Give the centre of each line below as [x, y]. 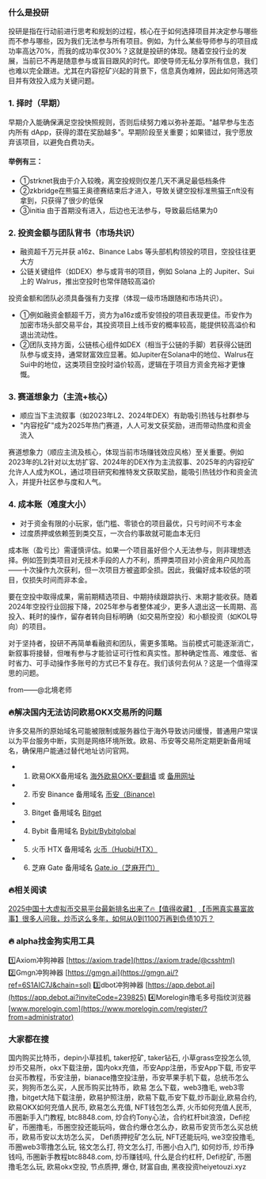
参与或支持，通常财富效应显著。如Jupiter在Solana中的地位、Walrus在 [140, 355]
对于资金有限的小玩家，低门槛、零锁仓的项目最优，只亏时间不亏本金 [131, 523]
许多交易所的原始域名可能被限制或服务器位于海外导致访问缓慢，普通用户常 [129, 731]
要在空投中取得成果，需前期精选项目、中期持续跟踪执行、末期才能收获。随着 [133, 597]
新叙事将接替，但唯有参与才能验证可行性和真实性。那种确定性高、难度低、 [129, 653]
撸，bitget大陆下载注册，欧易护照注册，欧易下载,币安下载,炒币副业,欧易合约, [133, 1097]
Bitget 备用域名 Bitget [66, 812]
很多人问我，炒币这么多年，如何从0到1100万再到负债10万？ [118, 919]
